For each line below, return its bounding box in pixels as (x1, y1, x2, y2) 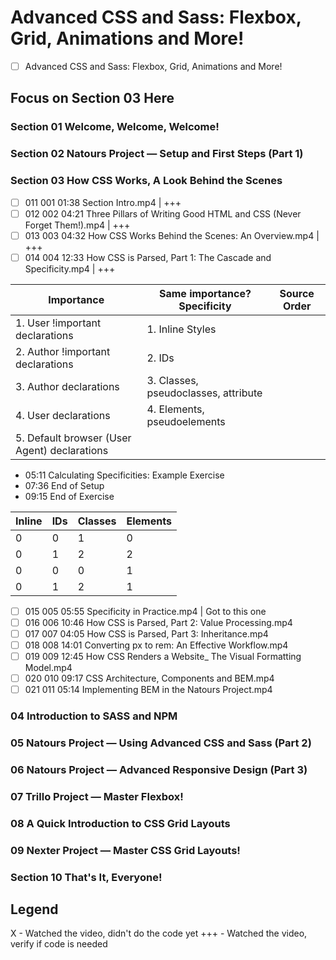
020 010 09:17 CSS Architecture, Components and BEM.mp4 (24, 672, 275, 685)
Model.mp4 (24, 662, 73, 674)
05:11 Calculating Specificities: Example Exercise (24, 469, 225, 481)
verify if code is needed (10, 938, 108, 950)
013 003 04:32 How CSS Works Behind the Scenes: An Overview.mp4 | (24, 229, 320, 241)
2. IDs (146, 351, 175, 365)
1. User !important (15, 316, 102, 330)
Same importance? (158, 286, 252, 300)
